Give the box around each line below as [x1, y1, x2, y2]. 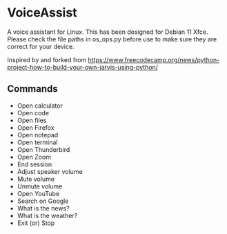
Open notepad [17, 130, 59, 139]
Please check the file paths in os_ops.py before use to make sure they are [7, 35, 217, 43]
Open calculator [17, 101, 63, 110]
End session [17, 160, 52, 168]
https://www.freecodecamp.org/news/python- [88, 55, 220, 64]
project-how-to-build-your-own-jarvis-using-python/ [7, 63, 159, 71]
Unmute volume [17, 182, 63, 191]
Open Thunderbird [17, 145, 70, 153]
